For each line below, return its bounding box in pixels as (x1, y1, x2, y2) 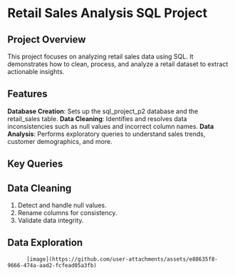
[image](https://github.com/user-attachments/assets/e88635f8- (26, 255, 219, 263)
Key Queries (7, 158, 63, 170)
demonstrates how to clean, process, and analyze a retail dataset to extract (7, 60, 229, 68)
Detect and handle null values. (17, 201, 107, 209)
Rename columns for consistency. (17, 209, 117, 217)
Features (7, 88, 48, 100)
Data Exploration (7, 237, 83, 249)
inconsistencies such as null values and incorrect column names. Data (7, 122, 214, 130)
